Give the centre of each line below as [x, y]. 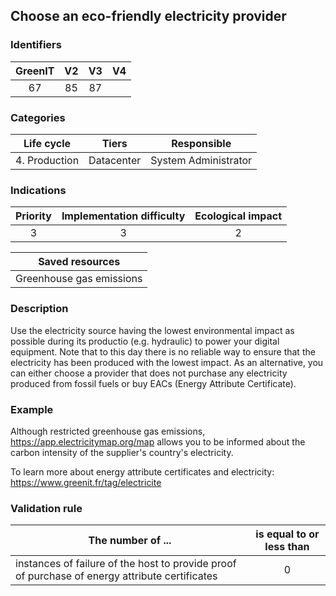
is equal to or [287, 534]
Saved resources [79, 262]
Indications [38, 190]
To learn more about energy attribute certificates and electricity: [142, 471]
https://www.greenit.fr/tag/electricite [86, 482]
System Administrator [201, 160]
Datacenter [115, 160]
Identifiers [36, 45]
